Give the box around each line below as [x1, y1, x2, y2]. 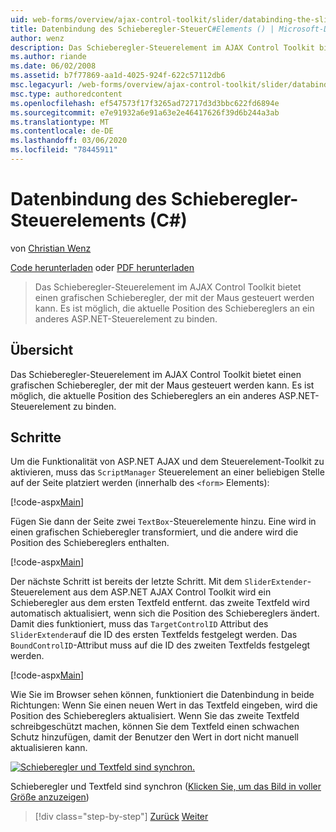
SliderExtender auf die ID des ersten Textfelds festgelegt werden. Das [10, 629, 298, 641]
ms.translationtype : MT [10, 117, 110, 127]
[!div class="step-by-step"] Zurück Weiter [34, 811, 209, 823]
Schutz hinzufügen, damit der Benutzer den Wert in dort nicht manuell [10, 731, 299, 743]
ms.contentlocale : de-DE [10, 126, 114, 136]
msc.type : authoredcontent [10, 89, 123, 99]
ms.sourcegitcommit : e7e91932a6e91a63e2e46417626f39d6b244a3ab [10, 107, 280, 118]
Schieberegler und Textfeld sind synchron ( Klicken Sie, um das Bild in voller [10, 781, 322, 793]
